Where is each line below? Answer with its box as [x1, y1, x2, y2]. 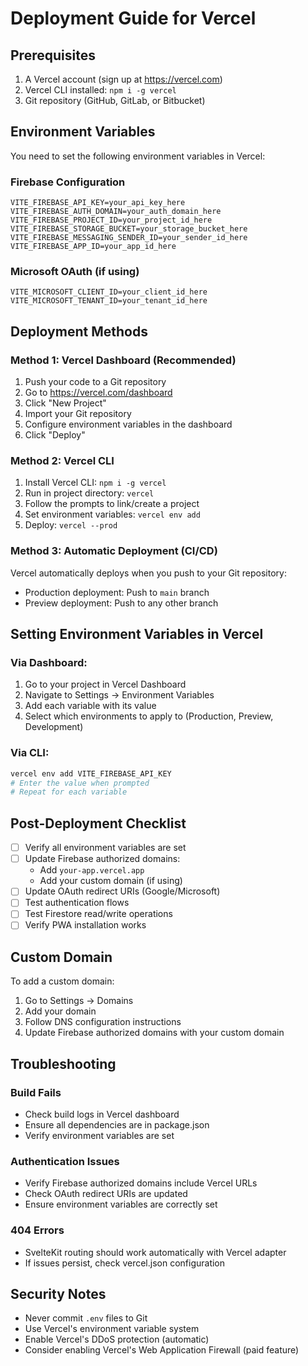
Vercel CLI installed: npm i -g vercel [24, 84, 177, 96]
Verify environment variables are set [24, 1129, 175, 1141]
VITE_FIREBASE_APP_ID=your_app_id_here [10, 242, 177, 252]
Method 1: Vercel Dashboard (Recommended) [10, 353, 237, 367]
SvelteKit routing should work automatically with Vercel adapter [24, 1246, 287, 1258]
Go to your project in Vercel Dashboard [24, 678, 187, 691]
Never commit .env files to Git [24, 1312, 148, 1324]
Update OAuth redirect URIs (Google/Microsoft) [24, 885, 221, 897]
